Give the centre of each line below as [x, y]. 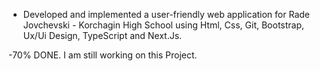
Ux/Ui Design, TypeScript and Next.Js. [102, 35]
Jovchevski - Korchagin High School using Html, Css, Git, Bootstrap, [163, 25]
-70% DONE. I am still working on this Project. [103, 55]
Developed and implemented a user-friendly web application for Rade [166, 14]
